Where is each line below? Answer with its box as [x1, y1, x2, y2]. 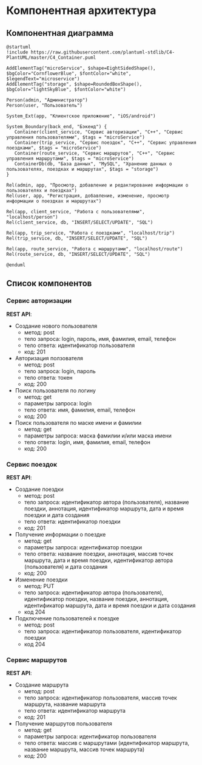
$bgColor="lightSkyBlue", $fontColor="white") [6, 86, 126, 92]
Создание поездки [15, 485, 64, 493]
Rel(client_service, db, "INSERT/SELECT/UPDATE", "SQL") [6, 219, 153, 225]
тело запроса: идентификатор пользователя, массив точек [24, 694, 177, 702]
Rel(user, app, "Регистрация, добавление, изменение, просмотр [6, 193, 170, 199]
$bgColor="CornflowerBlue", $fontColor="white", [6, 70, 132, 77]
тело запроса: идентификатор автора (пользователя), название [24, 498, 189, 506]
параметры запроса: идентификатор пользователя [24, 733, 157, 740]
